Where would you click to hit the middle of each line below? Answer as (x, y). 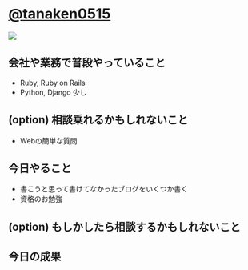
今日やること (40, 168)
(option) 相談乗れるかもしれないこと (98, 120)
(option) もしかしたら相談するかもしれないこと (125, 226)
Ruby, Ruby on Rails (52, 83)
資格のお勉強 (41, 199)
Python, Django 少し (53, 92)
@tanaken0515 (60, 14)
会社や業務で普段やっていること (87, 63)
